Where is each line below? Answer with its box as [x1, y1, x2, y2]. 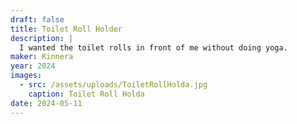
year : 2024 [10, 61, 56, 71]
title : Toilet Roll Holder [10, 24, 123, 34]
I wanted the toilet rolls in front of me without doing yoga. [19, 42, 288, 53]
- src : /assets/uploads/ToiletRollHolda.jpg [19, 80, 208, 90]
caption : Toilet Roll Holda [28, 89, 145, 99]
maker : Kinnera [10, 52, 74, 62]
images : [10, 71, 43, 81]
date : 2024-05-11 [10, 98, 83, 108]
